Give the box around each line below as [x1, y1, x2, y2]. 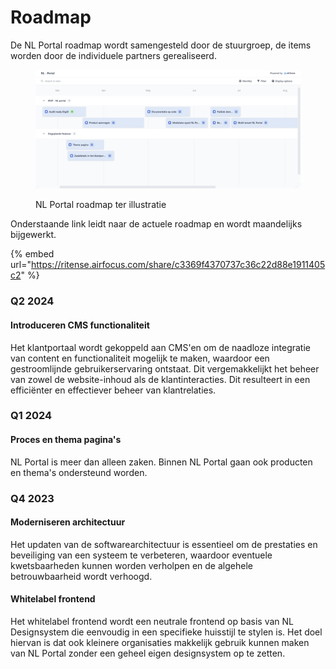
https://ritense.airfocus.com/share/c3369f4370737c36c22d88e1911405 [30, 259, 326, 271]
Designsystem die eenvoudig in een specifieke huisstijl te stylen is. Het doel [10, 626, 323, 638]
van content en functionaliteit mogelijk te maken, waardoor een [10, 352, 270, 364]
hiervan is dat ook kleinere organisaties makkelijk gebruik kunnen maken [10, 636, 310, 648]
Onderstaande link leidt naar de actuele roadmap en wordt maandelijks [10, 218, 303, 230]
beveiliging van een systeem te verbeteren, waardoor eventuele [10, 549, 273, 561]
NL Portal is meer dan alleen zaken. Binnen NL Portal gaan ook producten [10, 456, 313, 468]
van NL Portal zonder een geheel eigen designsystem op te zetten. [10, 647, 286, 659]
